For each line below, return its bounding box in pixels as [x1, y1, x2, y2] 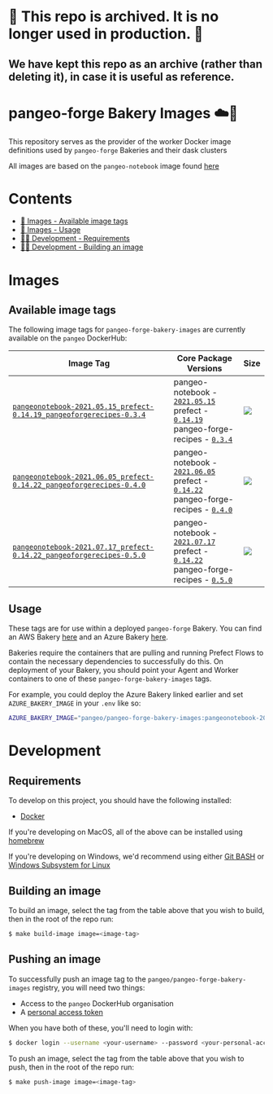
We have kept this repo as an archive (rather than [8, 57, 262, 71]
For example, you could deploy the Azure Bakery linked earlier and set [8, 690, 244, 700]
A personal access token [19, 1007, 104, 1017]
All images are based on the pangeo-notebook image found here [8, 160, 219, 170]
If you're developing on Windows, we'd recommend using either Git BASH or [8, 851, 265, 862]
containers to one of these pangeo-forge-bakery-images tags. [8, 674, 212, 683]
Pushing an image [8, 952, 102, 966]
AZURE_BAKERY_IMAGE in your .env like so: [8, 698, 141, 708]
